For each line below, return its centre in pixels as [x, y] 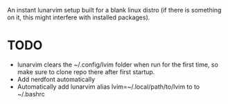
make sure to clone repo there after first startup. [86, 71]
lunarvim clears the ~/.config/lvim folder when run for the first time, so [117, 64]
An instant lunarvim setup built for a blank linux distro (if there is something [114, 10]
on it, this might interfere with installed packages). [79, 17]
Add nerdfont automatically [56, 79]
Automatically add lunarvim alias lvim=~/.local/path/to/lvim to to [108, 87]
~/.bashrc [31, 94]
